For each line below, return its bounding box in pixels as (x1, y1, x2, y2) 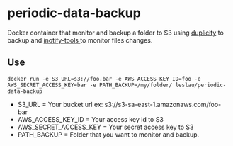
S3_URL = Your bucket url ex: (17, 100, 103, 108)
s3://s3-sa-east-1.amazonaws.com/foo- (104, 100, 222, 108)
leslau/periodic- (175, 82, 227, 89)
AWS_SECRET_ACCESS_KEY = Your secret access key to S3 (17, 123, 194, 131)
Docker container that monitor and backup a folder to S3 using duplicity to (7, 28, 225, 37)
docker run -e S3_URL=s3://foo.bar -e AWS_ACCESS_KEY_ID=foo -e (7, 75, 201, 82)
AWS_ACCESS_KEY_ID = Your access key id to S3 (17, 115, 164, 123)
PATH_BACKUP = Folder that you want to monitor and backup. (17, 130, 200, 139)
